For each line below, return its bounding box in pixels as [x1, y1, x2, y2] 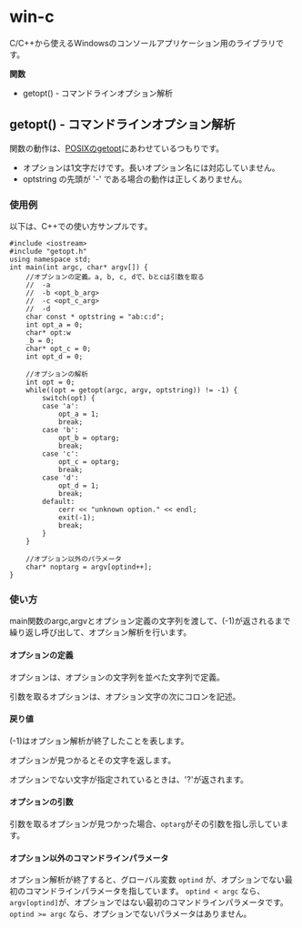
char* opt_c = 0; [25, 344, 92, 354]
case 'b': [42, 426, 79, 435]
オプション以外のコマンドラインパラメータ [9, 852, 169, 863]
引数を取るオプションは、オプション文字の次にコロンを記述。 [9, 691, 241, 701]
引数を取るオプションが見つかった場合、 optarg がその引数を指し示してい [9, 818, 281, 829]
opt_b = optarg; [57, 434, 120, 443]
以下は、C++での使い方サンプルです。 [9, 221, 153, 232]
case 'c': [42, 449, 79, 459]
